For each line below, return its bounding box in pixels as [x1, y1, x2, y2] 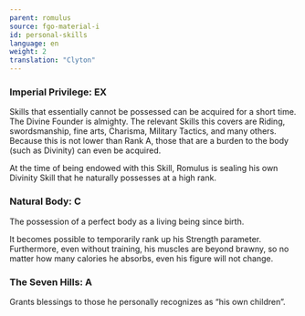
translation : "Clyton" [9, 56, 96, 65]
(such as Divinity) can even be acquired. [9, 145, 162, 156]
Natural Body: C [9, 195, 82, 208]
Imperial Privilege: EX [9, 86, 108, 98]
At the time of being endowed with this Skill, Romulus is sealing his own [9, 163, 279, 174]
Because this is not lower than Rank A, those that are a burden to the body [9, 136, 289, 147]
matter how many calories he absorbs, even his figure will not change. [9, 252, 274, 264]
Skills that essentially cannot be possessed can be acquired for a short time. [9, 107, 297, 117]
